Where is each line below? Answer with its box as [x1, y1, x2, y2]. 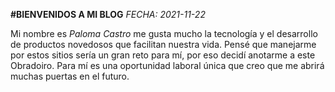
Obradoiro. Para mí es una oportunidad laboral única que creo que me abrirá [10, 60, 325, 71]
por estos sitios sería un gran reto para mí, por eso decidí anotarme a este [10, 49, 316, 61]
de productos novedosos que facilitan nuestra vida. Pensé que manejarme [10, 39, 317, 50]
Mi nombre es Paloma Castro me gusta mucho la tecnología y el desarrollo [10, 28, 318, 39]
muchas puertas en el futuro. [10, 70, 130, 82]
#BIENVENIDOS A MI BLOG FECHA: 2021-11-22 [10, 9, 206, 20]
